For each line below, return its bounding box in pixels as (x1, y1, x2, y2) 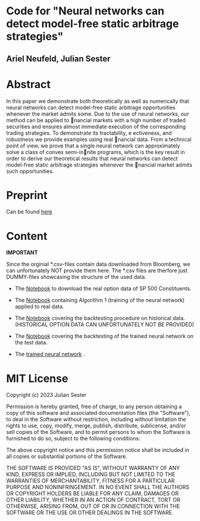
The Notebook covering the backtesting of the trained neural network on (14, 333, 194, 340)
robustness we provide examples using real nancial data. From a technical (6, 135, 192, 143)
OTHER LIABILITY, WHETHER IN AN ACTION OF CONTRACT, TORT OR (6, 496, 180, 504)
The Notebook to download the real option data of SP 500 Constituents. (14, 285, 192, 292)
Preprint (6, 188, 48, 202)
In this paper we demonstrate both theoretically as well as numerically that (6, 97, 189, 104)
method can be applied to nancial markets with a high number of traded (6, 116, 186, 124)
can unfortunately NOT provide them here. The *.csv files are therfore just (6, 267, 188, 274)
